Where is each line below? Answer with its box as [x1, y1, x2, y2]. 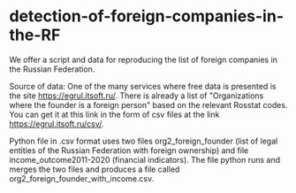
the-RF [9, 25, 61, 45]
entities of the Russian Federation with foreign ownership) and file [9, 144, 249, 156]
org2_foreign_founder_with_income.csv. [9, 173, 155, 183]
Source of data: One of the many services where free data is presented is [9, 81, 277, 91]
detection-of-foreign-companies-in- [9, 6, 285, 27]
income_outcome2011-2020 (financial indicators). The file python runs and [9, 154, 281, 165]
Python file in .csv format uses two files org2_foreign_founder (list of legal [9, 135, 278, 146]
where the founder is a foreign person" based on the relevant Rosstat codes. [9, 99, 288, 110]
